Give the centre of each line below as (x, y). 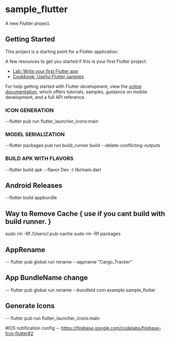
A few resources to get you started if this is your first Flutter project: (76, 61)
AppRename (25, 250)
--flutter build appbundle (31, 198)
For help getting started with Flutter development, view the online (74, 86)
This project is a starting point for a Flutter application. (62, 51)
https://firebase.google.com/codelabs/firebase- (111, 328)
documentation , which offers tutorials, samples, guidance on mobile (76, 92)
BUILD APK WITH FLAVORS (39, 159)
